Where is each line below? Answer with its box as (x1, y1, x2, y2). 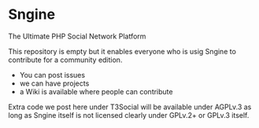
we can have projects (19, 79, 90, 88)
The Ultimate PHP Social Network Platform (8, 31, 146, 41)
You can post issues (19, 70, 85, 79)
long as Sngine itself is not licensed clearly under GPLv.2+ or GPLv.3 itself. (8, 110, 250, 119)
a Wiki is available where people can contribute (19, 86, 173, 96)
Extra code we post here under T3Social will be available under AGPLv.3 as (8, 102, 252, 112)
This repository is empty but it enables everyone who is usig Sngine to (8, 46, 236, 56)
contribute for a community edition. (8, 55, 123, 64)
